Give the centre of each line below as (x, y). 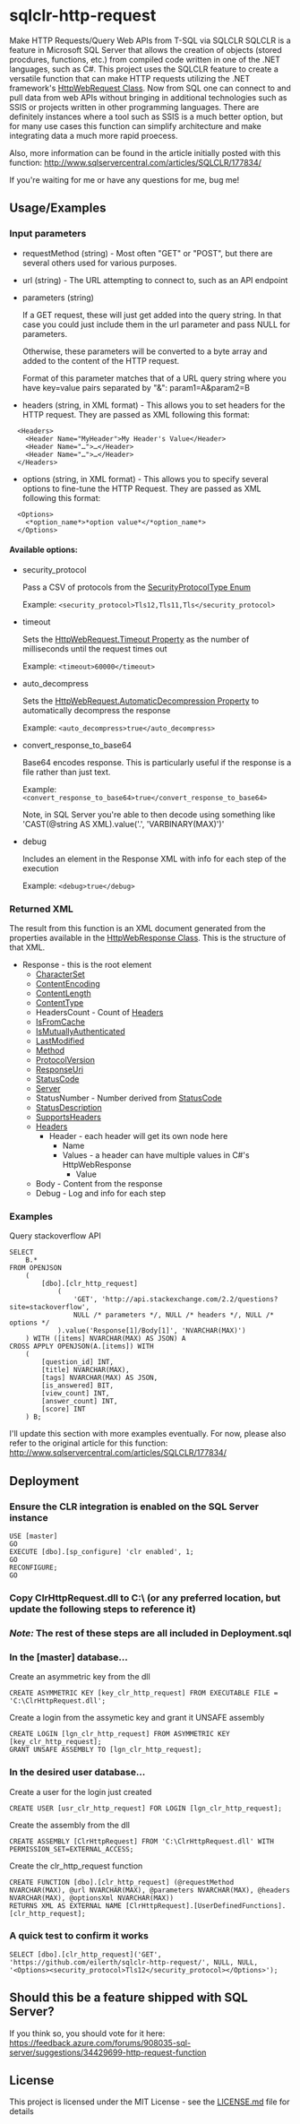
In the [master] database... (69, 1657)
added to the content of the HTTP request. (101, 360)
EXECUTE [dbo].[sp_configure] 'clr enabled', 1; (102, 1552)
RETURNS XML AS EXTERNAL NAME (66, 1905)
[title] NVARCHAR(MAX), (86, 1370)
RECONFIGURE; (34, 1568)
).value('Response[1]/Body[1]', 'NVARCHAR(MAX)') (151, 1331)
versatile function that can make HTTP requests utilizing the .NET (130, 78)
